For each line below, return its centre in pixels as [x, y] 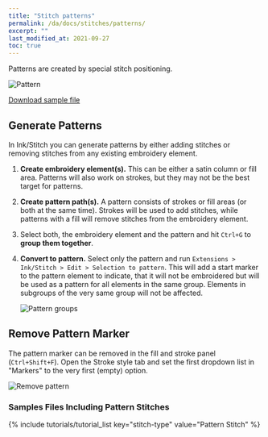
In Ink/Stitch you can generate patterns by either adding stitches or [120, 144]
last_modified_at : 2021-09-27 [59, 38]
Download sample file [44, 100]
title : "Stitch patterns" [52, 16]
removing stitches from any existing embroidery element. [103, 153]
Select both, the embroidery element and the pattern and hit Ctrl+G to [136, 234]
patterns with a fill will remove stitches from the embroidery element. [134, 218]
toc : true [25, 46]
